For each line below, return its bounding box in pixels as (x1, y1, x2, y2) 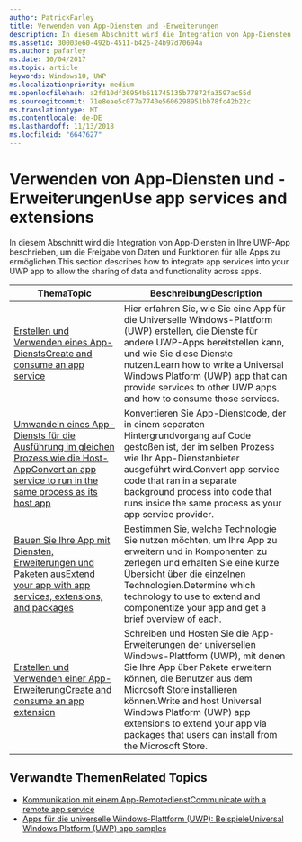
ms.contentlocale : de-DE (9, 113, 102, 122)
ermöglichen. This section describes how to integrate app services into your (9, 255, 289, 266)
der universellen (188, 638, 256, 650)
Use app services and (122, 188, 288, 209)
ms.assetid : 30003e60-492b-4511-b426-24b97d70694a (9, 38, 203, 48)
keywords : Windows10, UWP (9, 72, 106, 81)
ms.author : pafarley (9, 47, 87, 56)
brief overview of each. (124, 613, 222, 625)
